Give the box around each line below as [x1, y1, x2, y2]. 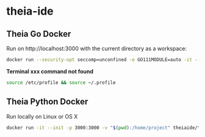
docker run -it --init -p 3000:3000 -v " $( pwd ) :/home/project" [6, 124, 171, 131]
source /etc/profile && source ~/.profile [6, 80, 116, 86]
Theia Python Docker [6, 97, 88, 107]
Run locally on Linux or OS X [6, 113, 78, 120]
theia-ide [6, 4, 54, 18]
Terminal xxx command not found [6, 67, 93, 75]
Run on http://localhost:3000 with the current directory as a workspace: [6, 45, 187, 52]
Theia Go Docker [6, 29, 71, 39]
